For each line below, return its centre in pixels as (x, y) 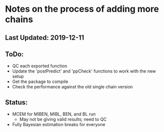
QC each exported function (40, 66)
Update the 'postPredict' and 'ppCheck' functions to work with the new (84, 71)
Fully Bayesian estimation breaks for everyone (59, 125)
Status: (16, 102)
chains (19, 19)
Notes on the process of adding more (82, 9)
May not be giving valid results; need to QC (63, 119)
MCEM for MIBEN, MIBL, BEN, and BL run (54, 114)
